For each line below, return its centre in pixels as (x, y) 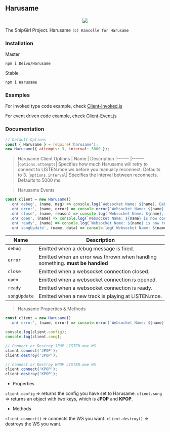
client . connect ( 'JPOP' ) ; (31, 351)
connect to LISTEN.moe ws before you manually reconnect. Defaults (89, 170)
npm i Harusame (21, 82)
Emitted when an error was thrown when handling (98, 257)
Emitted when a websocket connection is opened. (98, 280)
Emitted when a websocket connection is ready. (96, 288)
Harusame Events (36, 190)
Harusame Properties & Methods (52, 309)
